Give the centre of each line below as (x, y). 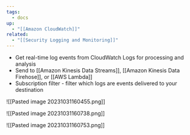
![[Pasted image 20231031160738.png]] (56, 113)
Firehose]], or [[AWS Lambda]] (54, 77)
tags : (13, 12)
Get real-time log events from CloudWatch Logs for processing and (99, 57)
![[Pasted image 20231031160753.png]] (56, 125)
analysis (26, 64)
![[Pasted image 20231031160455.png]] (56, 102)
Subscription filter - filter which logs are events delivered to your (96, 83)
